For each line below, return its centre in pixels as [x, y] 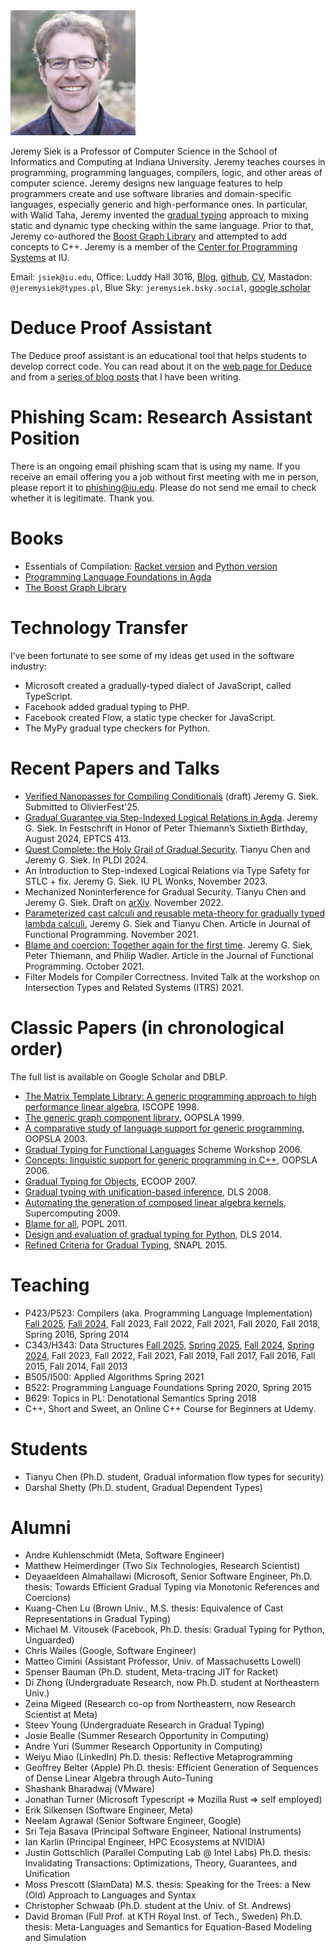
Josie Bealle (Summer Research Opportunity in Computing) [147, 1736]
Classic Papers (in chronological [147, 1027]
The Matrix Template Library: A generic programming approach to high [170, 1096]
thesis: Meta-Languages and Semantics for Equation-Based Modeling [168, 1927]
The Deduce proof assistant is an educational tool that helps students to [158, 355]
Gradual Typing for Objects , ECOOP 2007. [111, 1181]
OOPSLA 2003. [56, 1138]
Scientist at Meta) [61, 1715]
